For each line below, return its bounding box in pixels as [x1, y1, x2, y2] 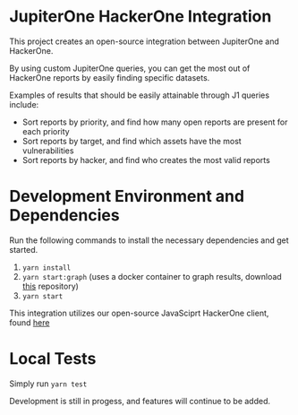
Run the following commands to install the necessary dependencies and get [9, 235, 289, 246]
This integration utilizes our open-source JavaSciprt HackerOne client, [9, 307, 269, 318]
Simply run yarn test [9, 378, 88, 389]
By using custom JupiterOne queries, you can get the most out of [9, 63, 251, 73]
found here [9, 316, 50, 328]
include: [9, 99, 39, 109]
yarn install [21, 263, 72, 272]
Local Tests [9, 349, 97, 369]
